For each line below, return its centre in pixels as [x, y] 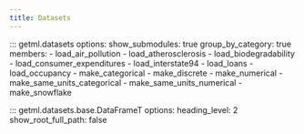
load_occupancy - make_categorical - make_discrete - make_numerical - [146, 73]
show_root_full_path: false [58, 119]
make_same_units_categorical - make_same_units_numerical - [126, 82]
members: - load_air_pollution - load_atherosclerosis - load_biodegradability [152, 53]
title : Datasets [40, 18]
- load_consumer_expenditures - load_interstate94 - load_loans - [132, 63]
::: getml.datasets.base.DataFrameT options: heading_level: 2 [124, 109]
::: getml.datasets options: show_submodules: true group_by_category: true [151, 44]
